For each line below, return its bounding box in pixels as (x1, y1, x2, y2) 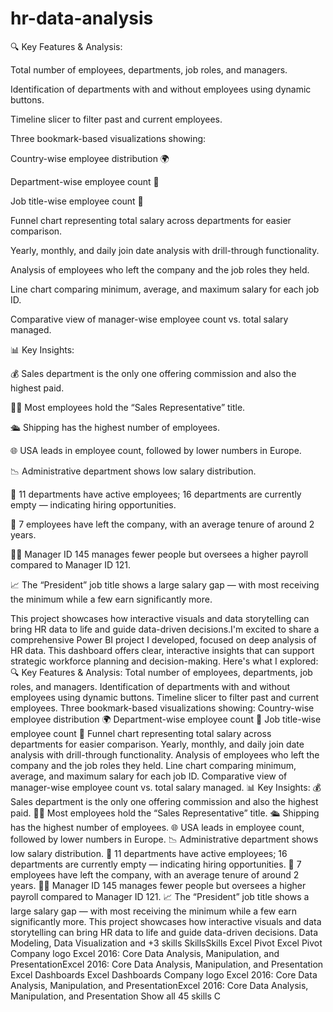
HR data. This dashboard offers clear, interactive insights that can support (10, 644, 315, 656)
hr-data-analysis (10, 7, 154, 30)
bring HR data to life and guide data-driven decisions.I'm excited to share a (10, 623, 320, 635)
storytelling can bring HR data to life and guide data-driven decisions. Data (10, 926, 319, 938)
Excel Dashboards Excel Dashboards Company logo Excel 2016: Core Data (10, 968, 318, 981)
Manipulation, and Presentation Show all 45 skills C (10, 990, 222, 1002)
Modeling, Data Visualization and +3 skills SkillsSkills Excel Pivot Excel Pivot (10, 937, 323, 949)
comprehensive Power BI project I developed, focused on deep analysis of (10, 633, 317, 646)
